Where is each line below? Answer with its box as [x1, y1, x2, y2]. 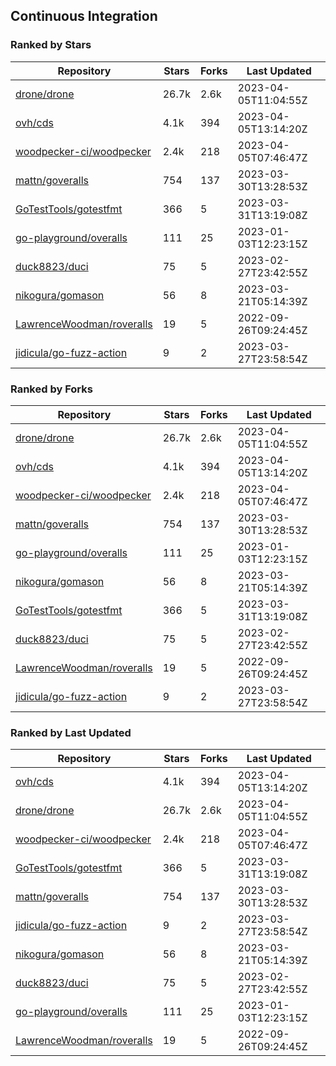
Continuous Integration [10, 8, 158, 25]
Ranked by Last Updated [10, 725, 132, 739]
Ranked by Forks [10, 382, 93, 396]
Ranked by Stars [10, 38, 92, 52]
